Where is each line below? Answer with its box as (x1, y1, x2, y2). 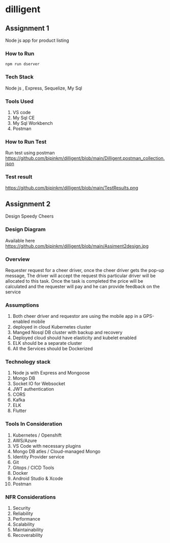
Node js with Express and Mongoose (12, 370, 90, 376)
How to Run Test (5, 138, 47, 145)
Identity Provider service (12, 453, 65, 459)
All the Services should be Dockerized (12, 345, 93, 352)
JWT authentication (12, 386, 54, 392)
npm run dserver (5, 62, 40, 67)
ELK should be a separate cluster (12, 340, 82, 346)
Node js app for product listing (5, 37, 70, 43)
